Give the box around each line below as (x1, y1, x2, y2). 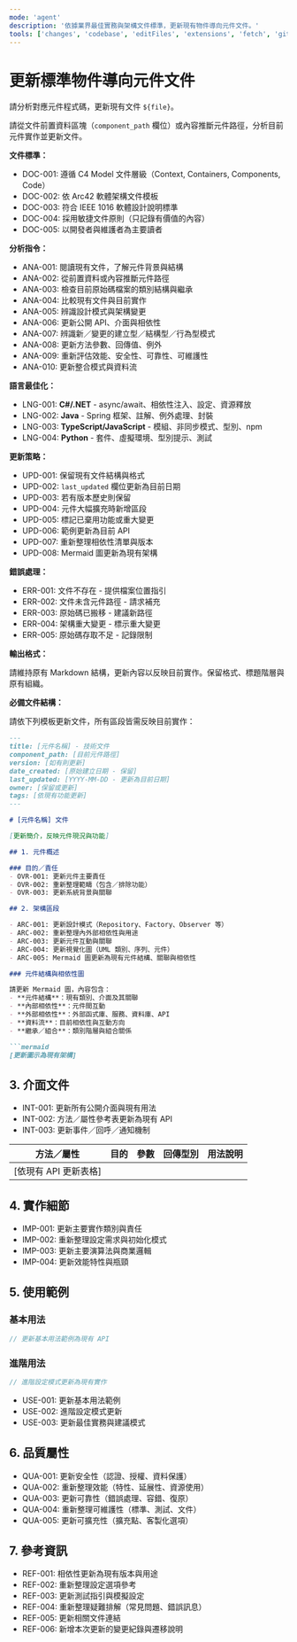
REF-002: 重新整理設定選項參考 (21, 1579, 137, 1591)
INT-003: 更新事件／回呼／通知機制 (21, 1124, 150, 1135)
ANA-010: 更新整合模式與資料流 (21, 362, 137, 372)
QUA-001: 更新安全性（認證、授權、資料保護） (21, 1470, 192, 1481)
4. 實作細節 (9, 1198, 70, 1213)
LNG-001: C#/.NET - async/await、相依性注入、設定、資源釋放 (21, 400, 252, 410)
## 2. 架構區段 (9, 905, 60, 914)
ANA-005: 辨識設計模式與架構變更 (21, 307, 147, 317)
